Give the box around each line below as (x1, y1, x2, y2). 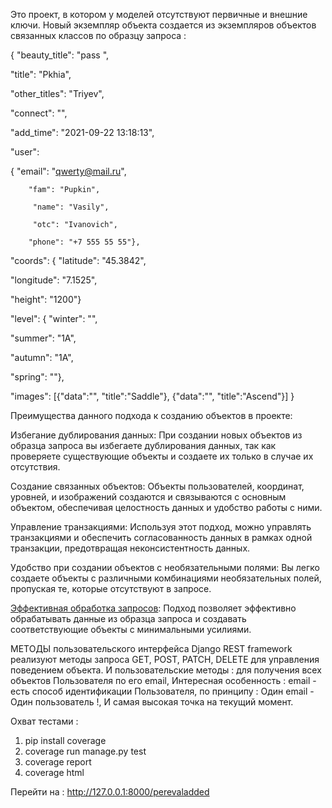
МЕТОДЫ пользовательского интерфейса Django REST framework (10, 643, 293, 654)
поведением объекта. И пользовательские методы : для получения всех (10, 664, 322, 676)
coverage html (24, 767, 85, 778)
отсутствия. (10, 461, 61, 473)
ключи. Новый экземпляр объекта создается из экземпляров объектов (10, 19, 317, 31)
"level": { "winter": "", (10, 313, 98, 324)
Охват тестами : (10, 715, 79, 727)
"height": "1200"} (10, 294, 82, 305)
